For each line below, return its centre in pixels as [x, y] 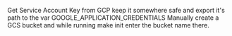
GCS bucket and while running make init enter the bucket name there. [109, 25]
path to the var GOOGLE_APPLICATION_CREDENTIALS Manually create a [113, 18]
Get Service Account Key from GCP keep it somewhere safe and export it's [116, 10]
